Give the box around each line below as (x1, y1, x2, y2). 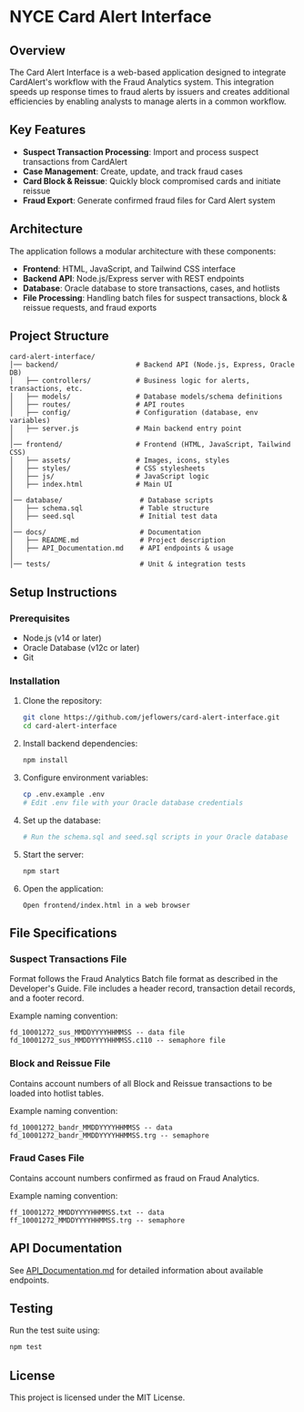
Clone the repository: (22, 696, 103, 706)
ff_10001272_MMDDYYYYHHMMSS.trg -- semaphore (9, 1215, 185, 1225)
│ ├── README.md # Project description (9, 536, 226, 545)
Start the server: (22, 849, 85, 860)
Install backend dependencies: (22, 738, 138, 749)
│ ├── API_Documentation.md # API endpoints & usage (9, 544, 234, 553)
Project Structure (9, 328, 109, 344)
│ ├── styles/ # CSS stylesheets (9, 464, 206, 473)
